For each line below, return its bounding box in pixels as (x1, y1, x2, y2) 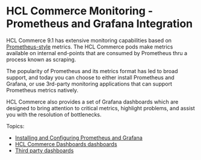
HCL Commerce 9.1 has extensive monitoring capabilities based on (6, 37, 172, 44)
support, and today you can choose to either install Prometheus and (6, 74, 175, 81)
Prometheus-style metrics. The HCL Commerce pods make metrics (6, 43, 173, 50)
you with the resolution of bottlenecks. (6, 111, 102, 118)
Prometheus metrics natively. (6, 86, 79, 93)
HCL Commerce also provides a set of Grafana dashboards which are (6, 98, 179, 105)
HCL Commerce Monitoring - (6, 4, 153, 18)
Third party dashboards (14, 147, 74, 154)
